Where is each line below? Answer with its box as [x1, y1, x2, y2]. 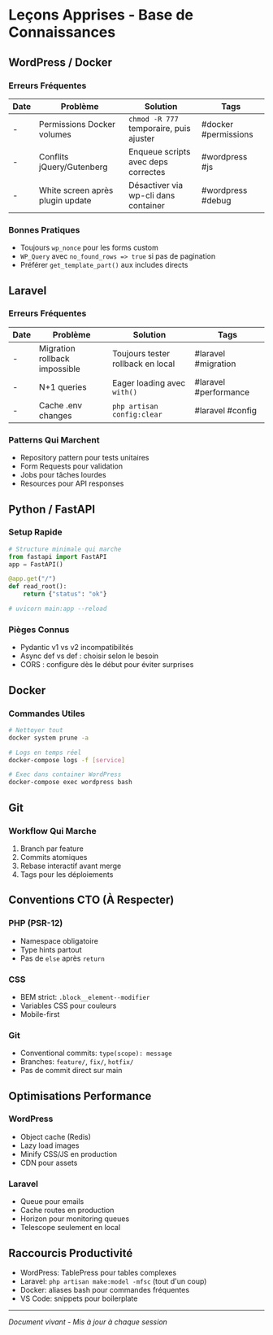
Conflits [39, 151, 69, 162]
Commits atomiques [19, 852, 88, 862]
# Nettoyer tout [8, 726, 63, 734]
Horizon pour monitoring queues [19, 1214, 130, 1224]
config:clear [112, 409, 162, 419]
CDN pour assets [19, 1158, 78, 1167]
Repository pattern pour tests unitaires [19, 453, 149, 463]
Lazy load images [19, 1141, 80, 1150]
